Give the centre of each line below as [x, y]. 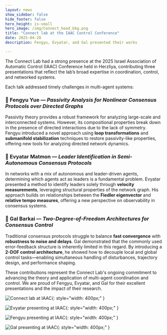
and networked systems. [30, 77]
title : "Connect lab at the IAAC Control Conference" [62, 33]
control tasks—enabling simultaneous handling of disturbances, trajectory [81, 257]
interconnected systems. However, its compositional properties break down [83, 122]
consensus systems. [26, 206]
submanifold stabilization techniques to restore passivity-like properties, [81, 138]
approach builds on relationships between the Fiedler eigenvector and [78, 195]
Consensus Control [29, 225]
